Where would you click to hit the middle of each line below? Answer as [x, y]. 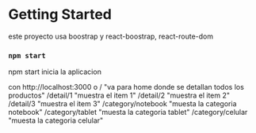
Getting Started [60, 15]
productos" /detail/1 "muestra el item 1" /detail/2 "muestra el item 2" [119, 95]
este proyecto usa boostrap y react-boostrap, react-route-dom [111, 36]
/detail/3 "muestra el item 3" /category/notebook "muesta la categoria [122, 104]
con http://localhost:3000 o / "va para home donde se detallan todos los [126, 87]
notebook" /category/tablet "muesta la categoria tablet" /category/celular [128, 113]
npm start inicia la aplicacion [55, 72]
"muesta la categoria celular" [56, 120]
